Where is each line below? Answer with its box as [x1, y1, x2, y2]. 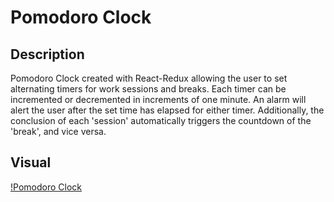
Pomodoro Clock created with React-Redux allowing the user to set [10, 72, 288, 84]
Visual [10, 154, 52, 171]
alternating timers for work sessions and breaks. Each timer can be [10, 83, 287, 95]
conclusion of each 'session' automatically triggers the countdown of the [10, 115, 312, 126]
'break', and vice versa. [10, 126, 107, 137]
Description [10, 46, 85, 63]
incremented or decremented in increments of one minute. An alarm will [10, 94, 307, 105]
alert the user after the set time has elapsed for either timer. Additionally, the [10, 104, 325, 116]
